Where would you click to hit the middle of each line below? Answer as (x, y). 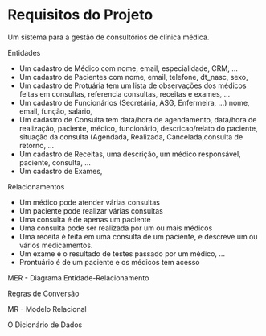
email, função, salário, (56, 111)
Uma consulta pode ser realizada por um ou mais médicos (116, 228)
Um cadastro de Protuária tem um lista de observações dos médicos (133, 85)
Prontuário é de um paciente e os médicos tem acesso (109, 262)
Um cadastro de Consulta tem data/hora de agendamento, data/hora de (138, 119)
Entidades (24, 52)
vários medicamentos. (56, 245)
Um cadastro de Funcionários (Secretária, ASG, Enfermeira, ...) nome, (134, 102)
